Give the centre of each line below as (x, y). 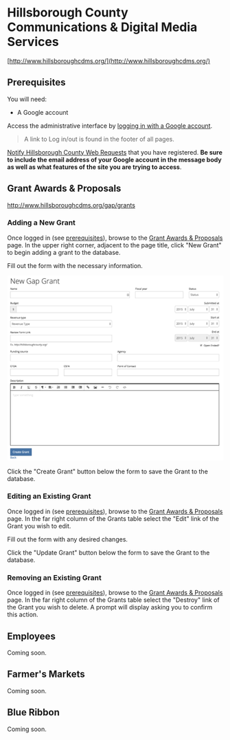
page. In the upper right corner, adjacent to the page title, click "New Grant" (114, 245)
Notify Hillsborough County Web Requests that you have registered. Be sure (115, 152)
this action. (23, 615)
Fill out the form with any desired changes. (68, 539)
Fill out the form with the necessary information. (75, 265)
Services (33, 42)
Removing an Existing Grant (54, 577)
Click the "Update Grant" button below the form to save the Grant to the (108, 552)
